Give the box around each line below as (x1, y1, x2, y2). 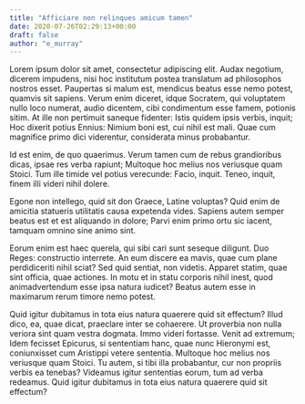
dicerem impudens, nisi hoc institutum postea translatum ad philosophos (9, 74, 282, 85)
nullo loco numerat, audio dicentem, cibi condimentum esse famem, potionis (9, 102, 296, 114)
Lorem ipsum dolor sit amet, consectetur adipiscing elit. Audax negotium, (9, 64, 284, 75)
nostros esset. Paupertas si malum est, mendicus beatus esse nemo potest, (9, 83, 293, 94)
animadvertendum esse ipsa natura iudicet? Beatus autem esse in (9, 282, 257, 293)
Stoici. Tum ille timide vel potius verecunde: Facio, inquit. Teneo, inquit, (9, 169, 276, 180)
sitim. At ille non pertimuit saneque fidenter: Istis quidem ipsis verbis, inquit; (9, 112, 293, 123)
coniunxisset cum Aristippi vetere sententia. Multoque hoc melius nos (9, 347, 270, 358)
